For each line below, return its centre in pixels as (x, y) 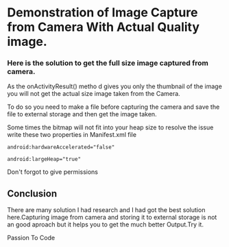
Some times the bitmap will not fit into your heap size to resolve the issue (110, 127)
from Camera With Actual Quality (104, 27)
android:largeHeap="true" (44, 159)
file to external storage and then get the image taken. (82, 114)
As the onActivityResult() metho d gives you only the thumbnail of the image (115, 86)
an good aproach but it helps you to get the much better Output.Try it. (106, 224)
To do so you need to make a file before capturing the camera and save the (113, 107)
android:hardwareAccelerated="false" (61, 147)
